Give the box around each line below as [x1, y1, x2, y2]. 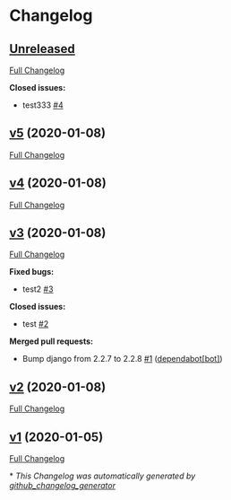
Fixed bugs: [9, 267, 55, 277]
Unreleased [9, 41, 76, 57]
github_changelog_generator [9, 480, 116, 491]
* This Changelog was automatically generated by [9, 470, 196, 481]
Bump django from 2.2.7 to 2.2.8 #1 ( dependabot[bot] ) [21, 354, 223, 364]
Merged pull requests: [9, 336, 94, 346]
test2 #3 [21, 284, 54, 294]
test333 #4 [21, 100, 64, 110]
